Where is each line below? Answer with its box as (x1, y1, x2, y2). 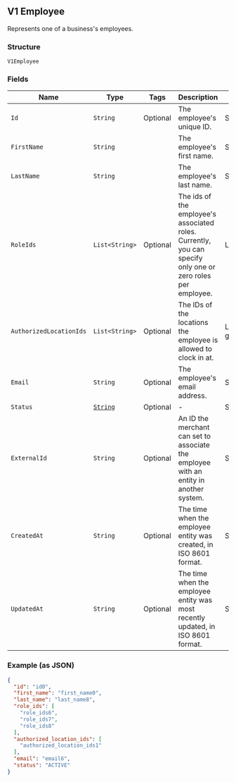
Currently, (178, 236, 211, 245)
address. (178, 391, 207, 401)
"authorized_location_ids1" (20, 742, 102, 750)
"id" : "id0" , (13, 683, 52, 690)
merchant (178, 422, 210, 432)
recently (178, 613, 206, 623)
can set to (178, 432, 211, 441)
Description (178, 92, 218, 102)
